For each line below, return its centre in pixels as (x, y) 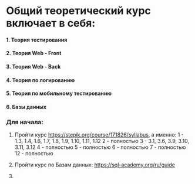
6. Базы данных (26, 107)
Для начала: (25, 122)
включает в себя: (51, 23)
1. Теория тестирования (37, 40)
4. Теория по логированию (41, 80)
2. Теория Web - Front (34, 53)
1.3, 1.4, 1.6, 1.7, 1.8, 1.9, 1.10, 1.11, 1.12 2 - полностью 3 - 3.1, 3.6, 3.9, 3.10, (102, 141)
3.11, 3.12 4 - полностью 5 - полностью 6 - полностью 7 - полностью (100, 147)
